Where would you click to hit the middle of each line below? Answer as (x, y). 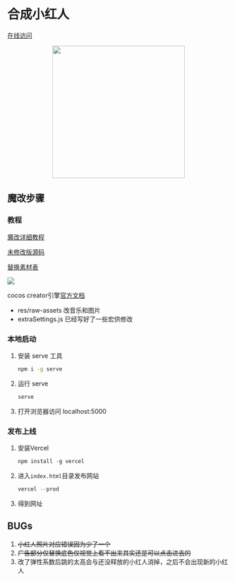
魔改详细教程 (26, 236)
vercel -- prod (38, 489)
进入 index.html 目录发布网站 (58, 475)
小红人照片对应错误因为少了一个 (64, 544)
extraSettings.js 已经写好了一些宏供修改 (75, 319)
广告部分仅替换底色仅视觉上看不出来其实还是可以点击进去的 (104, 553)
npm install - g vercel (51, 461)
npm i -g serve (40, 369)
